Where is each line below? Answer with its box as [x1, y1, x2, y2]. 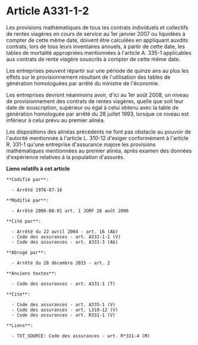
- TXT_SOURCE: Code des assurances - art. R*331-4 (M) [11, 332, 150, 339]
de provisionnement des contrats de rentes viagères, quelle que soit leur [6, 97, 184, 105]
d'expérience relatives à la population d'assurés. [6, 153, 125, 160]
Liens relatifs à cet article [6, 165, 70, 172]
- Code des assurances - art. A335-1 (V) [11, 302, 116, 307]
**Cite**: [6, 291, 31, 297]
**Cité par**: [6, 218, 42, 224]
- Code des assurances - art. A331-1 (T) [11, 281, 116, 287]
